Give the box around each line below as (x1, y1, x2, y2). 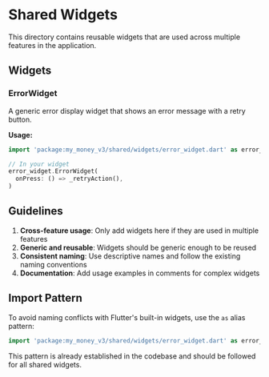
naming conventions (19, 259, 87, 269)
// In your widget (8, 160, 70, 168)
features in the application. (8, 40, 97, 50)
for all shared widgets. (8, 359, 82, 369)
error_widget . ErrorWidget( (8, 167, 98, 175)
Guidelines (8, 204, 63, 218)
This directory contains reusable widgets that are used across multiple (8, 32, 241, 42)
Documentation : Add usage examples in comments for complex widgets (19, 268, 260, 278)
